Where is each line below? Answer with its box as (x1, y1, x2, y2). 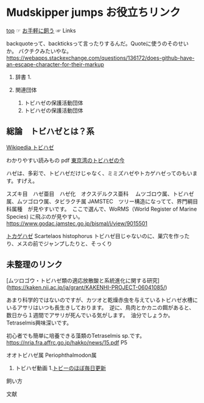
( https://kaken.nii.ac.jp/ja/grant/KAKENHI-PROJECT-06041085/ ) (6, 284, 167, 291)
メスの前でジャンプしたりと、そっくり (16, 240, 113, 247)
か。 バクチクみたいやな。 (6, 47, 72, 55)
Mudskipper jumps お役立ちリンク (6, 5, 181, 19)
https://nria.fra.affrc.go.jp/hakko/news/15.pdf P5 (6, 338, 128, 346)
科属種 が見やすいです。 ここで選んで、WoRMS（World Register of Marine (6, 205, 197, 212)
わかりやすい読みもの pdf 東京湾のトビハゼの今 (6, 156, 125, 164)
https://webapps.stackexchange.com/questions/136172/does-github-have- (6, 54, 195, 61)
